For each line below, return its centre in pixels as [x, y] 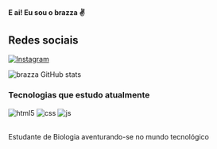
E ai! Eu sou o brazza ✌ [46, 12]
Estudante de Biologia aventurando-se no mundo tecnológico [108, 137]
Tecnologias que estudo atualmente [79, 95]
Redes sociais [43, 40]
